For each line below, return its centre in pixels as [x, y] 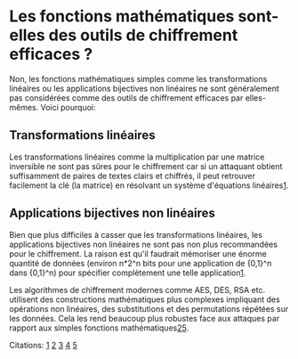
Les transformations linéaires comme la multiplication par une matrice [137, 157]
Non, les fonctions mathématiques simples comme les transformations [138, 78]
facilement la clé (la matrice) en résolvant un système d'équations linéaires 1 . [149, 185]
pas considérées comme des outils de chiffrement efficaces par [126, 98]
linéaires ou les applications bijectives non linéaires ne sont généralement [145, 88]
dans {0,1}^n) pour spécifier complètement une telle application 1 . [128, 273]
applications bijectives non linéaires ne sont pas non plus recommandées [144, 244]
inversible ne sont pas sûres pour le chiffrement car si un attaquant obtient [146, 166]
